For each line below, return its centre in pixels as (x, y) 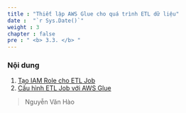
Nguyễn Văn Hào (49, 102)
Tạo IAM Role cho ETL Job (56, 81)
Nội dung (23, 65)
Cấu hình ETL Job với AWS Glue (64, 88)
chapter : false (31, 34)
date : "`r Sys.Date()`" (45, 21)
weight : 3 (23, 27)
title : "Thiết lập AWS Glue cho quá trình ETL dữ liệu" (93, 14)
